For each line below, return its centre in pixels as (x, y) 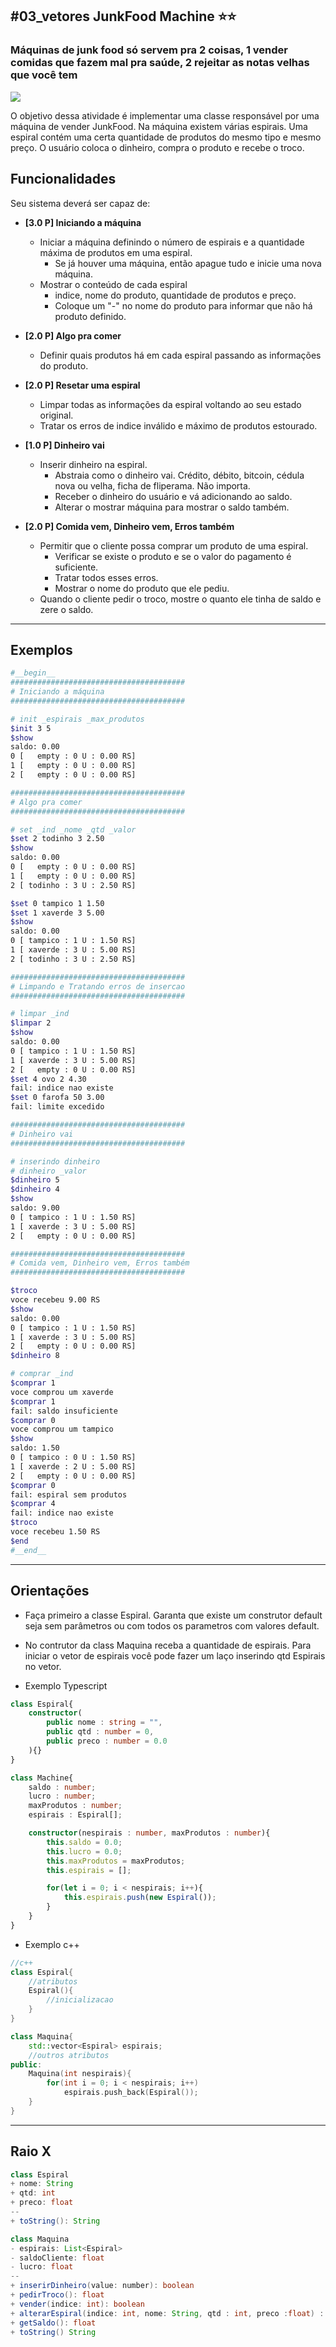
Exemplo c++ (52, 1944)
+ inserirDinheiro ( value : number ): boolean (102, 2286)
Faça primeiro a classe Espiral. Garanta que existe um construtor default (173, 1615)
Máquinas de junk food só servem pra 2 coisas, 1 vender (149, 50)
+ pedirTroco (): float (57, 2295)
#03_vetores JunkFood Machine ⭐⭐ (123, 16)
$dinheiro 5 (35, 1180)
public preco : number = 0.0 (107, 1741)
